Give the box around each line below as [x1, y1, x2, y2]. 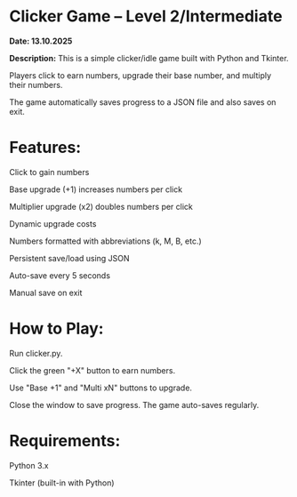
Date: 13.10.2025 [9, 36, 73, 46]
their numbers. [9, 79, 63, 90]
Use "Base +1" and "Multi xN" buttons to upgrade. [9, 382, 193, 393]
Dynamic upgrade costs [9, 218, 97, 228]
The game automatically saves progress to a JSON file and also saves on [9, 96, 277, 108]
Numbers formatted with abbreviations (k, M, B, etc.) [9, 236, 202, 246]
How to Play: [9, 318, 104, 339]
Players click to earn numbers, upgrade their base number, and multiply [9, 69, 272, 81]
